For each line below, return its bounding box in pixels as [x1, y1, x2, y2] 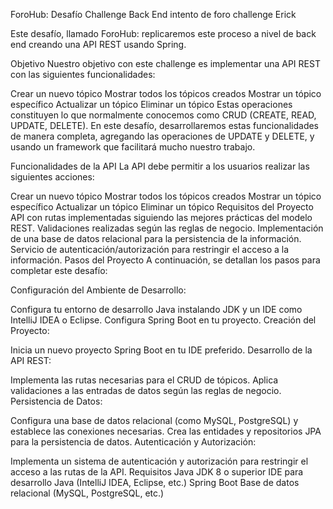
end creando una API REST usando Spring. [10, 39, 187, 50]
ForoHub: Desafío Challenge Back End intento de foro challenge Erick [10, 9, 297, 20]
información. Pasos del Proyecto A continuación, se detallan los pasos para [10, 254, 321, 266]
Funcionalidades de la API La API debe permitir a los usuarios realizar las [10, 160, 310, 172]
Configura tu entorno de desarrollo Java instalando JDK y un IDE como [10, 304, 303, 315]
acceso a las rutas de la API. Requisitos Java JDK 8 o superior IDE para [10, 466, 304, 478]
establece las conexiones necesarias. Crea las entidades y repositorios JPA [10, 425, 322, 437]
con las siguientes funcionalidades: [10, 69, 156, 80]
